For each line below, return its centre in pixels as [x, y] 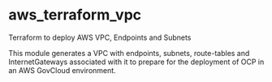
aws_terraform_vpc [75, 15]
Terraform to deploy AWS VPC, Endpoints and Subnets [100, 37]
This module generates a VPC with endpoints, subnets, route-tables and [129, 53]
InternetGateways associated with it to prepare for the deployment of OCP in [136, 62]
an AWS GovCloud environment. [62, 70]
